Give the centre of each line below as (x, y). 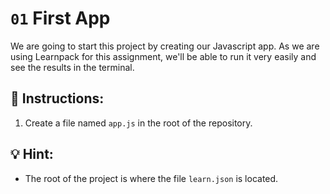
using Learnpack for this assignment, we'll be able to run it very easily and (163, 56)
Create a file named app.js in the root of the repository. (138, 123)
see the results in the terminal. (72, 67)
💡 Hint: (32, 154)
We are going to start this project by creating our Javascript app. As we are (165, 46)
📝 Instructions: (57, 98)
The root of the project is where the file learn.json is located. (151, 178)
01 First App (60, 18)
